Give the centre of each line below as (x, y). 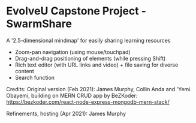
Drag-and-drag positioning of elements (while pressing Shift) (90, 58)
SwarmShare (39, 24)
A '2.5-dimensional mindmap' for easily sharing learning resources (88, 40)
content (24, 71)
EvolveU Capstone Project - (76, 11)
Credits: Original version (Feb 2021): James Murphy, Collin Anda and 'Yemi (98, 89)
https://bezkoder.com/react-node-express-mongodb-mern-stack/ (88, 102)
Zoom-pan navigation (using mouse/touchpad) (73, 52)
